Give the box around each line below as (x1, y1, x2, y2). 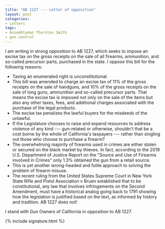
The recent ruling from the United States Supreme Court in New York (12, 173, 152, 179)
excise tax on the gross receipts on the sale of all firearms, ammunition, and (5, 53, 159, 59)
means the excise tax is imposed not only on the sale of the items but (12, 94, 153, 100)
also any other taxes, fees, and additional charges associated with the (12, 99, 154, 105)
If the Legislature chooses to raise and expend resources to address (12, 120, 151, 126)
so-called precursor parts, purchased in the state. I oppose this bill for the (5, 59, 155, 65)
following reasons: (5, 64, 43, 69)
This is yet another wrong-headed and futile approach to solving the (12, 162, 151, 168)
